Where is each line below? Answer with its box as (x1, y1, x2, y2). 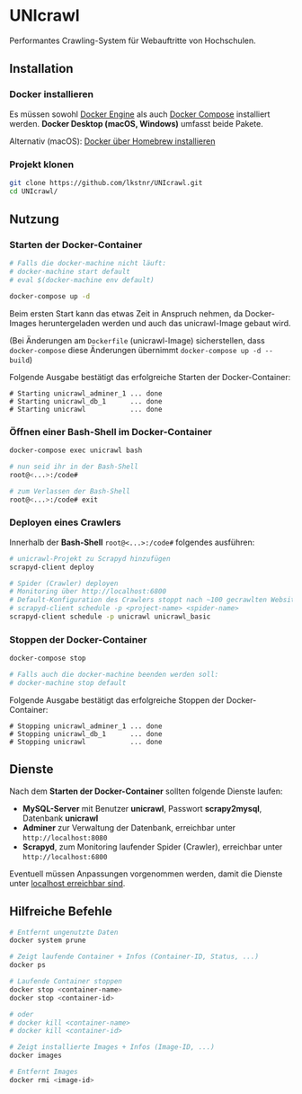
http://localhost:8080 (22, 833, 108, 842)
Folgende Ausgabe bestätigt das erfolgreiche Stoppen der (9, 694, 225, 706)
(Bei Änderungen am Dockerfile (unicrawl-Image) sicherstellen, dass (9, 334, 265, 346)
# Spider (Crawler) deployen (9, 579, 119, 588)
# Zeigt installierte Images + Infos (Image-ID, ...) (9, 1043, 216, 1052)
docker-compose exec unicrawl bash (9, 446, 143, 455)
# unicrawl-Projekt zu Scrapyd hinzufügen (9, 554, 171, 563)
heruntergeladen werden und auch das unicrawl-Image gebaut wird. (38, 317, 291, 328)
